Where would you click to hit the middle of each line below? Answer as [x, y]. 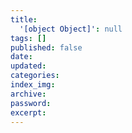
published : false [46, 47]
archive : [28, 94]
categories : [35, 76]
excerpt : [28, 112]
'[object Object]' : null [71, 29]
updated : [28, 66]
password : [31, 103]
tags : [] [28, 38]
